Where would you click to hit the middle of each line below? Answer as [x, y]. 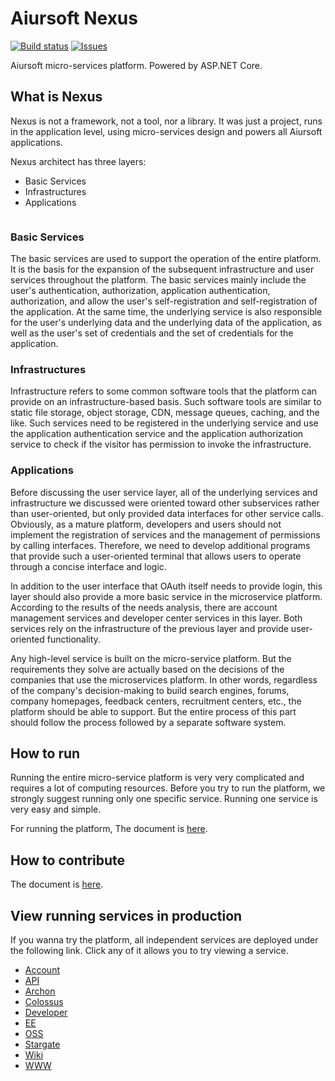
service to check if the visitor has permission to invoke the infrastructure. [161, 444]
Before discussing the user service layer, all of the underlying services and [164, 492]
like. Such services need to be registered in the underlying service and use [164, 423]
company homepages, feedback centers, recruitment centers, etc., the [156, 701]
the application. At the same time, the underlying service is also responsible [166, 312]
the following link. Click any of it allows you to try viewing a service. [149, 951]
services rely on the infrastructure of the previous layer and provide [149, 628]
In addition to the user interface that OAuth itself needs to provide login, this [166, 586]
